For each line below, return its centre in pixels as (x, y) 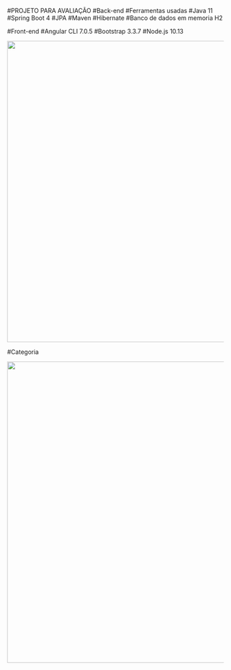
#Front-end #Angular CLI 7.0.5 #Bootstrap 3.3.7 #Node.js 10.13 (95, 31)
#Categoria (23, 352)
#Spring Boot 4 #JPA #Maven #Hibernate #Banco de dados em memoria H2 (115, 18)
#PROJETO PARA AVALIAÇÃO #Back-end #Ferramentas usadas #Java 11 (110, 11)
